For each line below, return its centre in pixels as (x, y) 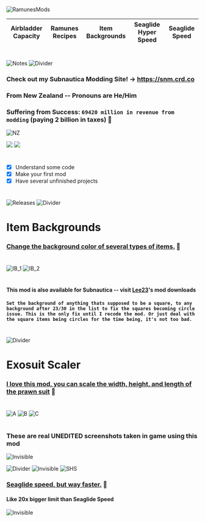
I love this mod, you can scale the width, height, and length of (99, 384)
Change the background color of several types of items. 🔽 (94, 246)
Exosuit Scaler (44, 365)
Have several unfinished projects (56, 181)
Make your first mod (41, 174)
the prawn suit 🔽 (31, 392)
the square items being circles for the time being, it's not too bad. (99, 319)
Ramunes (65, 28)
